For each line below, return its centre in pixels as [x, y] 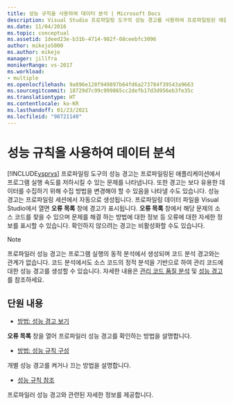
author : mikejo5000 [35, 46]
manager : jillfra [32, 59]
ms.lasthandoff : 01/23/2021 [48, 110]
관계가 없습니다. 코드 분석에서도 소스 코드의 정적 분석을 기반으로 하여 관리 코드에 [115, 262]
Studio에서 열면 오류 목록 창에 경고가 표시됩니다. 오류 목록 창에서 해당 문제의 [110, 208]
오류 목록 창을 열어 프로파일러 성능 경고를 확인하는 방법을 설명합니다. [100, 336]
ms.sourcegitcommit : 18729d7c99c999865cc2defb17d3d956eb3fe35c [101, 91]
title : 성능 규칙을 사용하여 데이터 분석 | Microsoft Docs [84, 13]
